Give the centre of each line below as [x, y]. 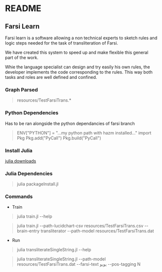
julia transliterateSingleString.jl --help [54, 250]
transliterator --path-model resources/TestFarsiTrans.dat [97, 231]
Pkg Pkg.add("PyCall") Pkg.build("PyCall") [59, 138]
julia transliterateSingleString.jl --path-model [61, 259]
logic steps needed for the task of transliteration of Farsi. [62, 43]
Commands [19, 196]
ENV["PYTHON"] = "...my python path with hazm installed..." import [84, 133]
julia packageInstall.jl [38, 184]
